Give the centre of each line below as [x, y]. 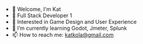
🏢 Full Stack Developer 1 [42, 15]
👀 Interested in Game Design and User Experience [74, 22]
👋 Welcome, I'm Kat [37, 9]
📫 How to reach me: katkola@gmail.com [63, 35]
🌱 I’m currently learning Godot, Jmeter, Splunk [69, 28]
